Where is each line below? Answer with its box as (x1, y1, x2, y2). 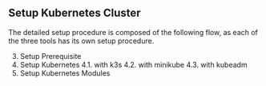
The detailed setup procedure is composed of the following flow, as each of (8, 27, 259, 37)
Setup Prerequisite (19, 51, 82, 61)
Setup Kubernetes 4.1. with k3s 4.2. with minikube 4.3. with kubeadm (19, 60, 248, 69)
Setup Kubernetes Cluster (8, 6, 142, 20)
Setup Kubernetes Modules (19, 68, 111, 78)
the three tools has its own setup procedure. (8, 36, 155, 45)
